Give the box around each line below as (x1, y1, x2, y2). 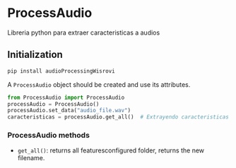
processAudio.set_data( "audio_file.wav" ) (7, 107, 131, 114)
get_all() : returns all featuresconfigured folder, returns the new (17, 146, 205, 155)
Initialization (7, 49, 64, 61)
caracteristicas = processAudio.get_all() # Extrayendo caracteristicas (7, 114, 230, 121)
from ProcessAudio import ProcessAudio (7, 94, 125, 101)
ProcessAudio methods (7, 131, 90, 140)
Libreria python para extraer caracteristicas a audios (7, 28, 160, 37)
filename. (17, 154, 45, 162)
